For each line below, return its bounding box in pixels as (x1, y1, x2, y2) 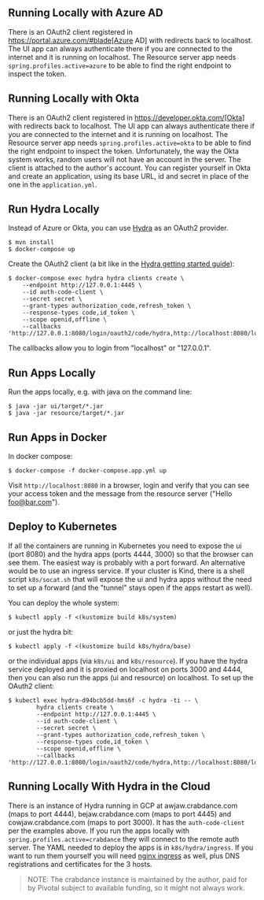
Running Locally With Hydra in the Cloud (8, 780, 211, 794)
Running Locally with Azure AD (8, 6, 163, 20)
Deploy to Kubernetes (8, 520, 118, 534)
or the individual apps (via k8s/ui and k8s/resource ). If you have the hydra (8, 656, 248, 665)
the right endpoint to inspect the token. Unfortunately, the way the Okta (8, 146, 240, 156)
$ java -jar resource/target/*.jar (8, 409, 125, 417)
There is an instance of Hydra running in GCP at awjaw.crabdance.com (8, 801, 238, 810)
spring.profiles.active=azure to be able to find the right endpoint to (8, 61, 232, 70)
